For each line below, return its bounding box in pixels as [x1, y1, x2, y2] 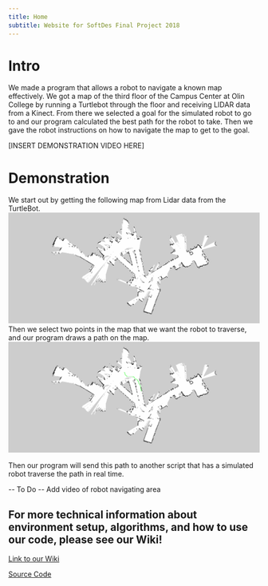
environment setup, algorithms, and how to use [8, 520, 249, 534]
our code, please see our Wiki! [8, 533, 163, 546]
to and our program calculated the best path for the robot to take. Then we [8, 117, 254, 127]
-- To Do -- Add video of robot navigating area [8, 485, 161, 494]
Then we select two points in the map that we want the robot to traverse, [8, 324, 247, 335]
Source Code [8, 569, 52, 579]
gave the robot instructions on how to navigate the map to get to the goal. [8, 125, 250, 135]
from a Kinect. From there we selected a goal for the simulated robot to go [8, 109, 252, 118]
